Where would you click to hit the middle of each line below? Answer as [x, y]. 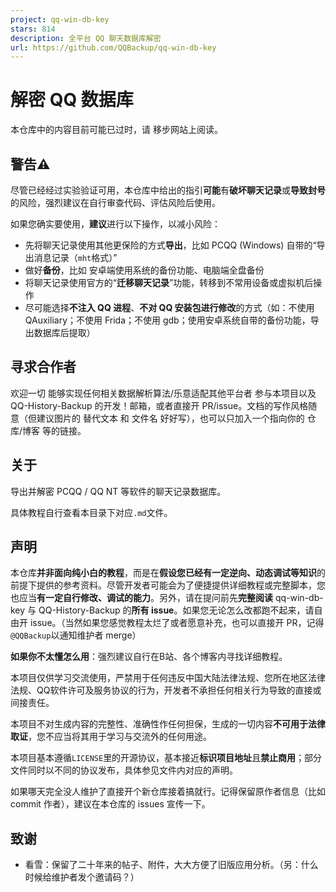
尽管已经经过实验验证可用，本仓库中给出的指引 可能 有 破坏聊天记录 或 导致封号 [168, 190]
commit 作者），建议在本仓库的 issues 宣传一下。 [110, 804]
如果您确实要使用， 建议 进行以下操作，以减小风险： [115, 224]
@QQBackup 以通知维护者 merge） [76, 635]
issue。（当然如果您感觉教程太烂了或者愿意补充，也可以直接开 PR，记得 [177, 623]
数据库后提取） [64, 332]
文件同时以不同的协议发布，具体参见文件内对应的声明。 [124, 770]
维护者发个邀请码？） [95, 877]
